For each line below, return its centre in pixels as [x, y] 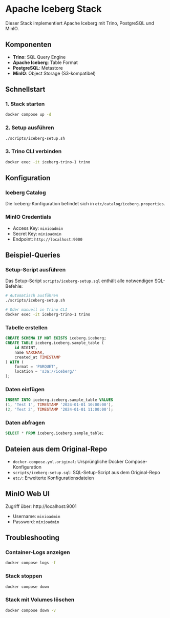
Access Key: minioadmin [38, 228]
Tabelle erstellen [26, 327]
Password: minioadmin [36, 521]
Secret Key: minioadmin [37, 233]
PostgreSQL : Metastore [38, 68]
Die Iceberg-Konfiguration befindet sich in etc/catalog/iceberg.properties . [85, 204]
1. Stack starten [25, 104]
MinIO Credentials [28, 217]
